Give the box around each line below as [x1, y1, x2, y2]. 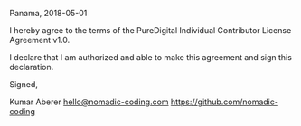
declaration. [9, 62, 54, 72]
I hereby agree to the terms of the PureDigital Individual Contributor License [9, 25, 292, 35]
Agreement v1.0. [9, 35, 71, 45]
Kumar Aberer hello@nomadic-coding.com [9, 96, 169, 107]
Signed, [9, 79, 38, 89]
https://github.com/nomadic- [170, 96, 278, 107]
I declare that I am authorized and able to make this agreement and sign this [9, 52, 292, 62]
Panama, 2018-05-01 [9, 8, 88, 18]
